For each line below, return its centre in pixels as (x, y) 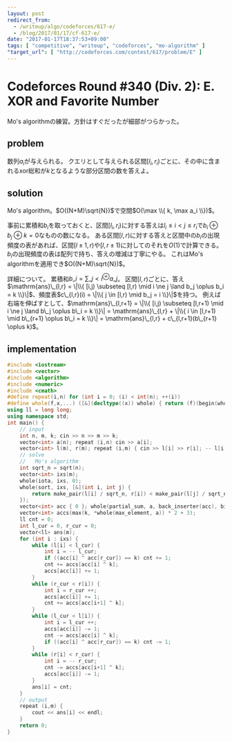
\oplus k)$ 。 (25, 327)
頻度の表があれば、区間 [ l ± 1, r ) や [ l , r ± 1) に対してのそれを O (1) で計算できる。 (115, 245)
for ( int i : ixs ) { (49, 539)
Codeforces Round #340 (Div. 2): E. (111, 87)
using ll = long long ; (40, 410)
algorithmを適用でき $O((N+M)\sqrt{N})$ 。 (68, 263)
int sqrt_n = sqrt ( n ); (52, 468)
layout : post (26, 14)
